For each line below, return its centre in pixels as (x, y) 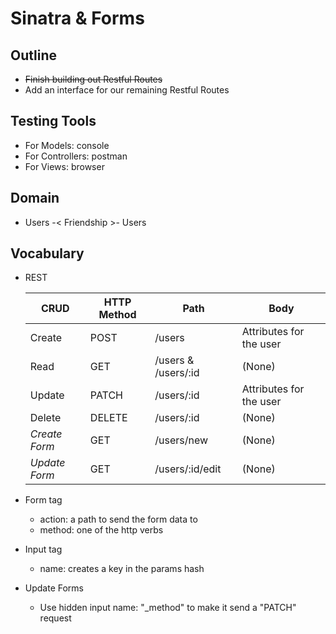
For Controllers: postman (76, 156)
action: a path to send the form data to (118, 519)
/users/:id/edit (188, 469)
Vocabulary (47, 253)
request (55, 618)
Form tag (43, 500)
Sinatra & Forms (77, 18)
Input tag (43, 549)
